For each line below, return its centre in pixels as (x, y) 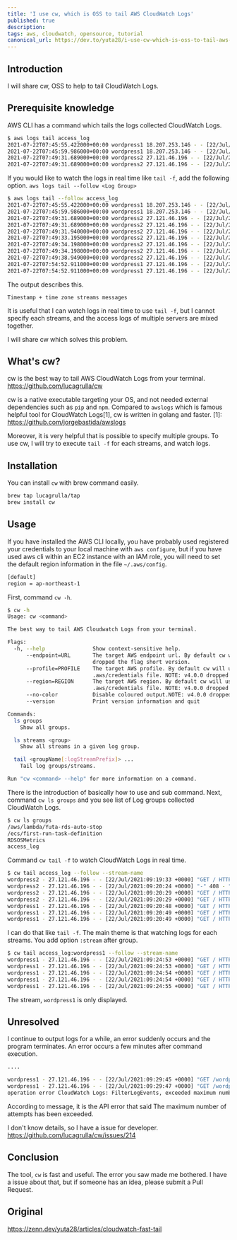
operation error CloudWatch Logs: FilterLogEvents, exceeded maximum (112, 1093)
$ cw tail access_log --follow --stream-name (75, 873)
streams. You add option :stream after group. (73, 940)
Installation (32, 465)
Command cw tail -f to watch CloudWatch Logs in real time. (97, 860)
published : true (31, 21)
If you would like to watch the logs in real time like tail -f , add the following (119, 178)
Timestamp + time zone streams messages (68, 297)
